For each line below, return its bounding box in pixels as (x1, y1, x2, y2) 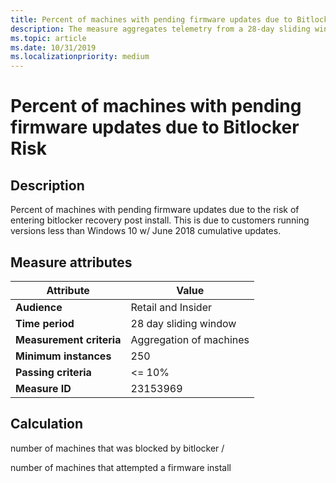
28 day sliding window (130, 316, 237, 330)
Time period (15, 316, 75, 330)
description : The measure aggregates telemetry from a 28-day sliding (10, 24, 311, 34)
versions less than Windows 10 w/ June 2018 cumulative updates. (10, 225, 282, 237)
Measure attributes (10, 254, 133, 271)
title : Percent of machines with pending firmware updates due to (10, 14, 293, 25)
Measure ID (15, 381, 72, 395)
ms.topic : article (10, 33, 87, 43)
